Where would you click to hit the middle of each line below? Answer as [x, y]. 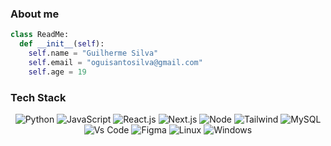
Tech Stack [38, 97]
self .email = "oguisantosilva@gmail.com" [115, 62]
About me [35, 14]
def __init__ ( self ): [62, 44]
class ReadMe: [40, 35]
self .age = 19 [57, 72]
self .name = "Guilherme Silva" [93, 53]
